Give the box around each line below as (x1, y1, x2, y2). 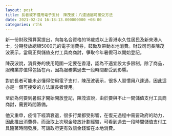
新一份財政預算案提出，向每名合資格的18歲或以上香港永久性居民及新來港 (5, 36, 158, 43)
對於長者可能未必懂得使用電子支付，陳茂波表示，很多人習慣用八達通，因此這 (5, 77, 167, 84)
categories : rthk (5, 22, 42, 27)
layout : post (5, 7, 33, 13)
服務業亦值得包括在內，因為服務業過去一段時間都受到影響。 (5, 67, 131, 73)
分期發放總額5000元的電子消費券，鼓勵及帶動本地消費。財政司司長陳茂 (14, 43, 165, 49)
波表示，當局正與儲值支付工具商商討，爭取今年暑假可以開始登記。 (5, 49, 144, 55)
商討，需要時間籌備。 (5, 101, 50, 108)
